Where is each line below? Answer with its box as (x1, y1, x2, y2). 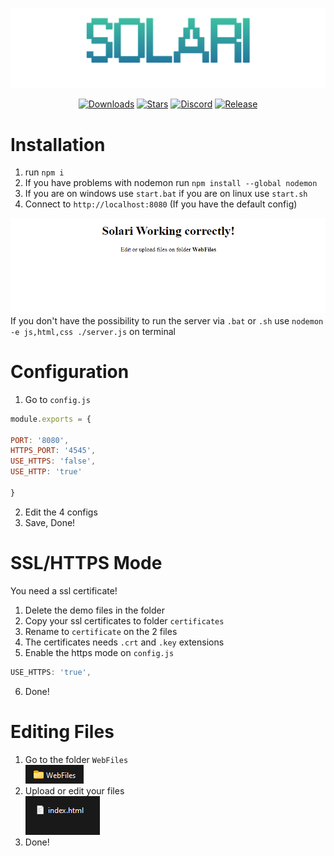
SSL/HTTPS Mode (10, 551, 163, 574)
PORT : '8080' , (10, 435, 70, 445)
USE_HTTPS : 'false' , (10, 456, 97, 467)
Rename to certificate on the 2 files (24, 625, 178, 637)
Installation (10, 133, 106, 156)
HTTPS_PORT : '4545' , (10, 446, 97, 456)
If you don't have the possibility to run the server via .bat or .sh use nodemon (10, 314, 324, 327)
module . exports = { (10, 414, 92, 424)
